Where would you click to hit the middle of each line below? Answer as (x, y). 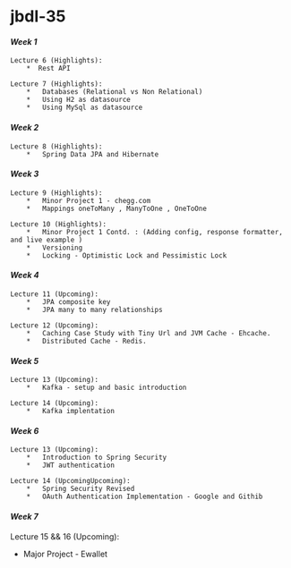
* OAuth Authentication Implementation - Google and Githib (145, 497)
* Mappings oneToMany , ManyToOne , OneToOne (116, 208)
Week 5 (25, 360)
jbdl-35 (38, 17)
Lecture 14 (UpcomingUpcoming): (70, 481)
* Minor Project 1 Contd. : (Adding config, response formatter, (154, 232)
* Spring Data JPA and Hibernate (93, 154)
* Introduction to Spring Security (97, 458)
